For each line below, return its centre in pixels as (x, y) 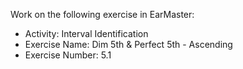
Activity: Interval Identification (86, 33)
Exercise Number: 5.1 (68, 55)
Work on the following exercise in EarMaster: (102, 14)
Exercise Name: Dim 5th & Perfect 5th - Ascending (128, 44)
